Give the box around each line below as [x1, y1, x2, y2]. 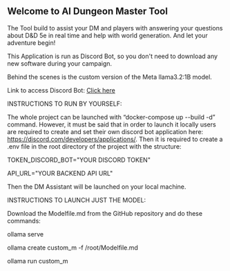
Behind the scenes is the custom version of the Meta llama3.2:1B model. [7, 73, 212, 81]
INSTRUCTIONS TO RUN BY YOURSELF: [7, 100, 122, 108]
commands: [7, 216, 41, 225]
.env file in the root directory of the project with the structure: [7, 142, 182, 151]
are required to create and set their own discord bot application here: [7, 127, 204, 135]
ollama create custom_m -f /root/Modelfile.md [7, 243, 138, 252]
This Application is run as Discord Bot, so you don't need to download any [7, 52, 218, 60]
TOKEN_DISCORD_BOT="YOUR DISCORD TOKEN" [7, 156, 151, 164]
